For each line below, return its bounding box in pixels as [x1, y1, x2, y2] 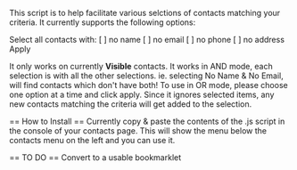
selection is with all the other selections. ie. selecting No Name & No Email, [9, 70, 284, 81]
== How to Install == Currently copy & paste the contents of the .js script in [9, 116, 285, 126]
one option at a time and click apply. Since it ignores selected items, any [9, 89, 275, 100]
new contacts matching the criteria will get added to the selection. [9, 99, 252, 109]
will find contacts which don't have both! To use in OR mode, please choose [9, 80, 288, 90]
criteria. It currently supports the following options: [9, 17, 196, 28]
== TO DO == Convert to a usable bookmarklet [9, 152, 182, 163]
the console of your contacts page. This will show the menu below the [9, 125, 268, 136]
